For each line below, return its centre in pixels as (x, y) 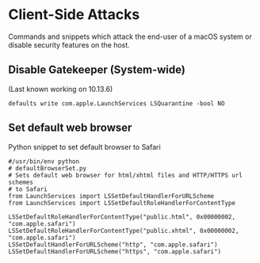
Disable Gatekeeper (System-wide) (97, 70)
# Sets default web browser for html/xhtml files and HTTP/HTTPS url (126, 175)
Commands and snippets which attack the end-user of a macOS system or (130, 36)
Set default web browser (70, 128)
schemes (21, 182)
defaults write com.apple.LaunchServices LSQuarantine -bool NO (117, 103)
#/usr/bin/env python (44, 161)
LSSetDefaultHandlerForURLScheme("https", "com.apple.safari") (115, 251)
